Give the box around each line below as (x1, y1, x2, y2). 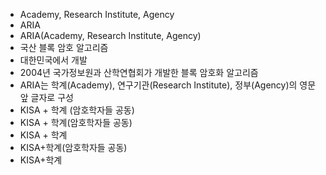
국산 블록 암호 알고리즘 (19, 42, 109, 53)
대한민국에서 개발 (19, 54, 88, 66)
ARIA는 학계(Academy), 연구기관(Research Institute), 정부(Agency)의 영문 (19, 79, 317, 91)
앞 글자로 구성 (19, 92, 74, 103)
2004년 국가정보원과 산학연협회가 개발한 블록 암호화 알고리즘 (19, 67, 259, 78)
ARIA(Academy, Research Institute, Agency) (19, 30, 202, 41)
